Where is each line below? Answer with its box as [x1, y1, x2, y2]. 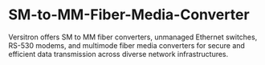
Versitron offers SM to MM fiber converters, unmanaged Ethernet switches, [8, 32, 258, 42]
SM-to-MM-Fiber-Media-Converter [8, 6, 251, 24]
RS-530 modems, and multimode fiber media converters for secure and [8, 40, 245, 50]
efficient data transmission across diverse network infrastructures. [8, 49, 229, 59]
